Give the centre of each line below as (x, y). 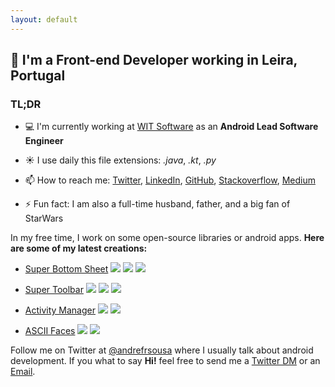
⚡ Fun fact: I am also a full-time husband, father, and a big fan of (157, 204)
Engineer (44, 141)
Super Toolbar (54, 290)
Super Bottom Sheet (66, 269)
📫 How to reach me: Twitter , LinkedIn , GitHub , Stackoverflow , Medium (170, 180)
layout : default (44, 19)
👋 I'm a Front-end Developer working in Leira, (154, 60)
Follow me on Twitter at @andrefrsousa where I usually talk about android (162, 350)
